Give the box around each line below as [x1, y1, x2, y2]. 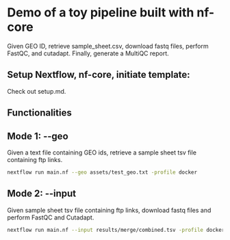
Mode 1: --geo [7, 130, 68, 142]
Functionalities [7, 107, 72, 119]
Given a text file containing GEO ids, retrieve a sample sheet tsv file [7, 148, 197, 157]
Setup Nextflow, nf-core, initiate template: [7, 69, 190, 81]
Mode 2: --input [7, 188, 77, 200]
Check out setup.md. [7, 87, 66, 95]
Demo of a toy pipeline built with [7, 5, 194, 21]
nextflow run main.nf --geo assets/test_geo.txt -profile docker [7, 169, 197, 176]
